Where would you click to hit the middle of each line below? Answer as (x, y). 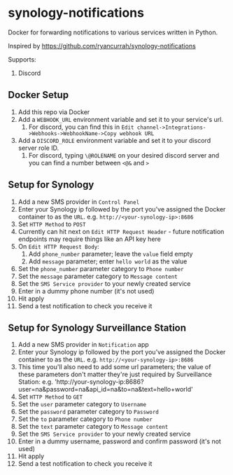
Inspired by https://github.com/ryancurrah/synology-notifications (102, 46)
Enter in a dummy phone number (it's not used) (86, 291)
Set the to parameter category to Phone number (85, 419)
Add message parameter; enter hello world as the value (108, 261)
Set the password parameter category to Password (89, 412)
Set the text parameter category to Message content (93, 427)
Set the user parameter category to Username (82, 404)
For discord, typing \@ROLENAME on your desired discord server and (124, 155)
